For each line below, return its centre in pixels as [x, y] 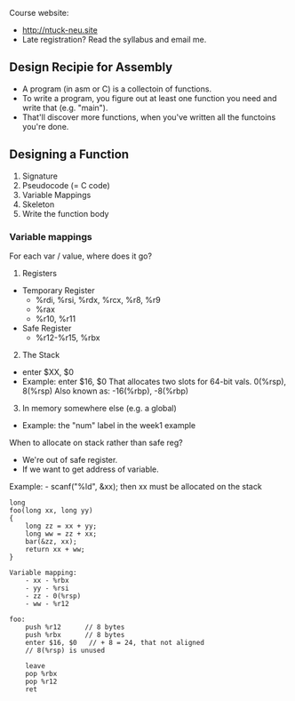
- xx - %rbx [47, 580]
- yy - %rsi [47, 588]
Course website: [39, 13]
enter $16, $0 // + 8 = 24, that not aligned [115, 642]
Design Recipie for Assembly [91, 67]
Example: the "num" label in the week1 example [109, 425]
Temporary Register [58, 290]
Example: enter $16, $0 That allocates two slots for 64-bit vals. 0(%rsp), [154, 381]
